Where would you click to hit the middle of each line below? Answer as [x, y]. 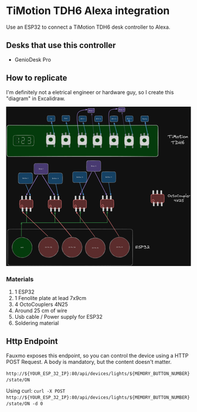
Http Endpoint [32, 341]
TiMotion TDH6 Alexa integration [88, 11]
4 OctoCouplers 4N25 [41, 304]
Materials [20, 279]
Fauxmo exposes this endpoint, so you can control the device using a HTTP [97, 355]
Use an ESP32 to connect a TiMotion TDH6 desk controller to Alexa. [88, 27]
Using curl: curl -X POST [36, 390]
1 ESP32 [24, 292]
